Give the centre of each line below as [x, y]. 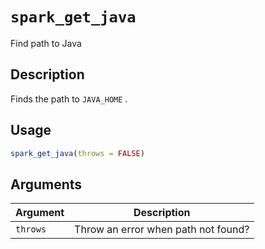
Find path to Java [46, 43]
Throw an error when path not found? [162, 230]
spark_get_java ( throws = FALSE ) [77, 153]
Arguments [46, 184]
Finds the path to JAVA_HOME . [69, 99]
